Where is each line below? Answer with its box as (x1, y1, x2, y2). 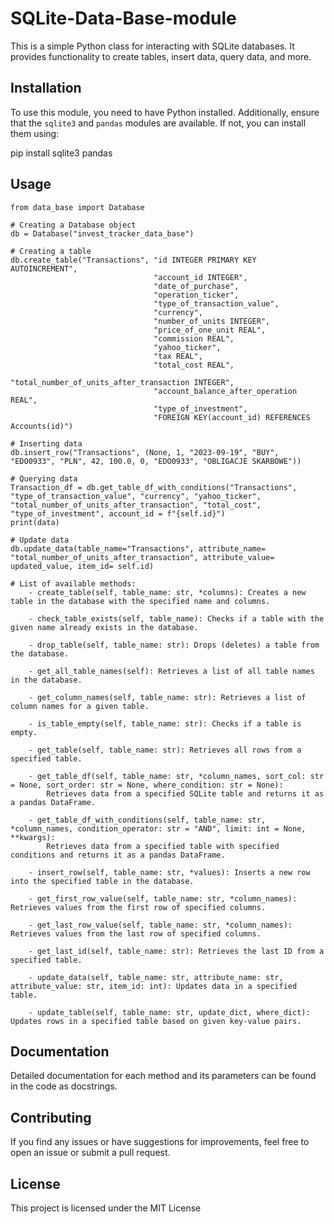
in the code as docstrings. (10, 1080, 118, 1092)
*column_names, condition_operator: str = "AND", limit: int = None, (10, 823, 307, 834)
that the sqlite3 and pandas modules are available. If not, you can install (10, 117, 307, 129)
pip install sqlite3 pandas (10, 147, 113, 159)
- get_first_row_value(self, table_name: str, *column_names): (28, 893, 298, 904)
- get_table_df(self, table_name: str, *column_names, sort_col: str (28, 771, 325, 781)
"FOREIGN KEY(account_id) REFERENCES (153, 412, 311, 422)
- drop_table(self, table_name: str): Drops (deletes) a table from (28, 640, 320, 650)
